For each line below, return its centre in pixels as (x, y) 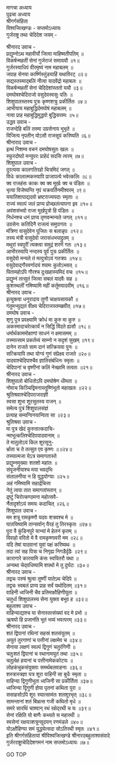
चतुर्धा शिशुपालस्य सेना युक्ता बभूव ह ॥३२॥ (47, 599)
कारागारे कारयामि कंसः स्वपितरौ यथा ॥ (43, 558)
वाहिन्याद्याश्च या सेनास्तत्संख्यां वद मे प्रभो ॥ (47, 613)
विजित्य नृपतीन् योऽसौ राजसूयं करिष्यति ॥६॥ (48, 135)
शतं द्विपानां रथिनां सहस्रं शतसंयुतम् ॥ (41, 633)
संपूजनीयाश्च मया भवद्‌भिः (29, 470)
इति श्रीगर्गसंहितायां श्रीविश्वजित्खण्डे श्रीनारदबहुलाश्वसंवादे (58, 735)
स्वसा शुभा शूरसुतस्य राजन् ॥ (34, 401)
